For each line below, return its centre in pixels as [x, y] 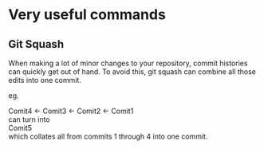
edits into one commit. [45, 80]
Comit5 [20, 128]
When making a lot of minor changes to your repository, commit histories [128, 63]
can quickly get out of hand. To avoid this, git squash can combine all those [132, 72]
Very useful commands [87, 15]
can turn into [29, 120]
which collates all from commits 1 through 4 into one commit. [108, 136]
